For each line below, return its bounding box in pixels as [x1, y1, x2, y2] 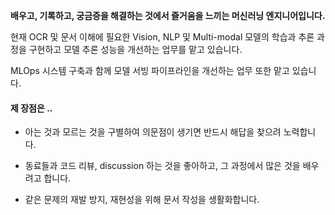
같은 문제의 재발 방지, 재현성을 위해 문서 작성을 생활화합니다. [24, 194, 260, 206]
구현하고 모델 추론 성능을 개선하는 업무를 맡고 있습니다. [28, 44, 243, 55]
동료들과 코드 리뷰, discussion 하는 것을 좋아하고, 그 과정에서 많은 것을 [24, 160, 301, 172]
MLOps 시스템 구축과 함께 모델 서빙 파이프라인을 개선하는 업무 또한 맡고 [10, 65, 290, 76]
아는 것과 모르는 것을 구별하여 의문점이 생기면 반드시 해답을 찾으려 [24, 126, 282, 138]
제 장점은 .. [10, 102, 53, 114]
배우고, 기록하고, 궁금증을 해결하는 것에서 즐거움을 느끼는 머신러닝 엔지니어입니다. [10, 10, 326, 21]
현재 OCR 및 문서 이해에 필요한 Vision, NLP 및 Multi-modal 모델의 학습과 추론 [10, 31, 315, 43]
